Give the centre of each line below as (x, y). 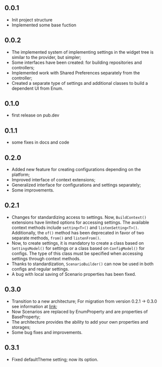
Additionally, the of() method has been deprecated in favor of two (78, 232)
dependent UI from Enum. (37, 88)
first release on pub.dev (35, 115)
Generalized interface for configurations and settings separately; (76, 185)
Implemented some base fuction (44, 25)
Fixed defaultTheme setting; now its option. (55, 359)
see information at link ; (34, 306)
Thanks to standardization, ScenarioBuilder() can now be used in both (82, 264)
